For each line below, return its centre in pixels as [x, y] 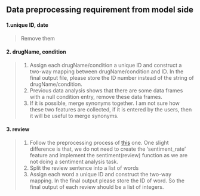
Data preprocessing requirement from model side [100, 10]
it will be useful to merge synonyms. [74, 116]
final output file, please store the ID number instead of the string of [112, 77]
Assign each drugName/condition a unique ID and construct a [106, 65]
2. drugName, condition [36, 52]
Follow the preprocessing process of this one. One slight [99, 143]
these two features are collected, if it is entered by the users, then [111, 109]
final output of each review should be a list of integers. [97, 187]
